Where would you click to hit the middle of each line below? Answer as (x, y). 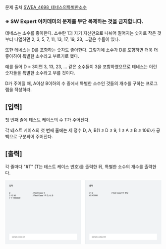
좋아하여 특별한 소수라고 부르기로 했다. (42, 56)
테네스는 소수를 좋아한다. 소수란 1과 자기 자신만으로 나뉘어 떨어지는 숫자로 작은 (81, 33)
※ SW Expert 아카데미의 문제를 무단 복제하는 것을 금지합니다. (74, 21)
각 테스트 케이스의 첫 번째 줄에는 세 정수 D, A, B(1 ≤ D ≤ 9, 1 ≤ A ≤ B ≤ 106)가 (80, 130)
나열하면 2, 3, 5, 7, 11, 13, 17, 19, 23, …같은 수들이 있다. (67, 39)
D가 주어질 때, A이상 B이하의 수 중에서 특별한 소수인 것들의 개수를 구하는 (75, 83)
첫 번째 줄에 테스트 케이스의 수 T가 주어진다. (48, 120)
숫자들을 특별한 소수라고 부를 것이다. (40, 73)
